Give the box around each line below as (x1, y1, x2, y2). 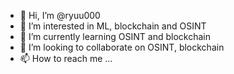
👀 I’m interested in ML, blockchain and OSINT (19, 20, 207, 32)
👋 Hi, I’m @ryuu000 (19, 10, 101, 21)
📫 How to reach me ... (19, 53, 113, 64)
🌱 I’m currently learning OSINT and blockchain (19, 31, 211, 42)
